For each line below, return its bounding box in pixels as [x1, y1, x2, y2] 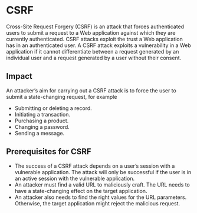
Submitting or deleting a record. [14, 104, 93, 112]
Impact [6, 71, 32, 81]
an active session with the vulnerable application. [14, 175, 134, 182]
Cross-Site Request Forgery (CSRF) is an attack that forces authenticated [6, 23, 185, 30]
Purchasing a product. [14, 117, 69, 124]
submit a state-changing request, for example [6, 93, 117, 100]
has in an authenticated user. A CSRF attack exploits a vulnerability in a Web [6, 42, 191, 49]
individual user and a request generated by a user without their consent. [6, 54, 182, 61]
